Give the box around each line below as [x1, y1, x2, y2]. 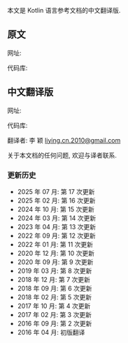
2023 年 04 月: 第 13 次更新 [17, 222, 97, 231]
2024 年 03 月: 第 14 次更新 [17, 214, 97, 222]
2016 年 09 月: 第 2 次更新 [17, 319, 92, 328]
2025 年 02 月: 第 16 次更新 [17, 196, 96, 205]
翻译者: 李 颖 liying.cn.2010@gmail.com [7, 136, 121, 144]
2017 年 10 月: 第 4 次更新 [17, 302, 91, 310]
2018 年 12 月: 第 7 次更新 [17, 275, 91, 283]
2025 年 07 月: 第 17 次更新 [17, 187, 95, 195]
